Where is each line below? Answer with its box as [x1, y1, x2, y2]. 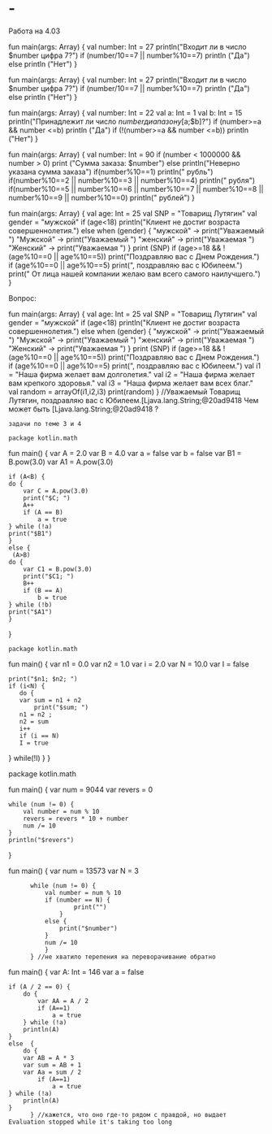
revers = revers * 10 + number [23, 815, 129, 823]
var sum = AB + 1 [23, 1061, 82, 1069]
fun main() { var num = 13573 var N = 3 [8, 866, 140, 875]
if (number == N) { [44, 896, 111, 904]
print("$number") [59, 924, 118, 932]
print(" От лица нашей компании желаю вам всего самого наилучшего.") [8, 268, 261, 279]
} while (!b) [8, 601, 53, 609]
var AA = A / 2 [37, 997, 89, 1005]
